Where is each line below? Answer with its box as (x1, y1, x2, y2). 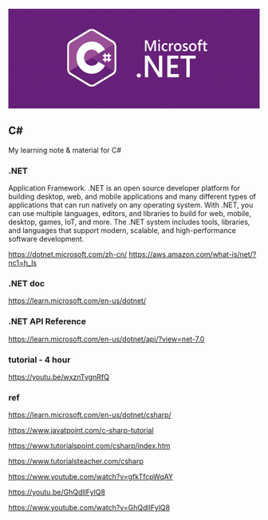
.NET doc (8, 278, 45, 290)
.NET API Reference (8, 316, 86, 327)
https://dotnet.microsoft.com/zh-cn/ (8, 250, 128, 259)
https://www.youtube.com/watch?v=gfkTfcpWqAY (8, 472, 174, 482)
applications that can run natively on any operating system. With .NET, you (8, 200, 254, 210)
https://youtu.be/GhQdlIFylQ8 (8, 487, 106, 497)
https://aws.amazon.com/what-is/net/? (128, 250, 257, 259)
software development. (8, 234, 85, 244)
